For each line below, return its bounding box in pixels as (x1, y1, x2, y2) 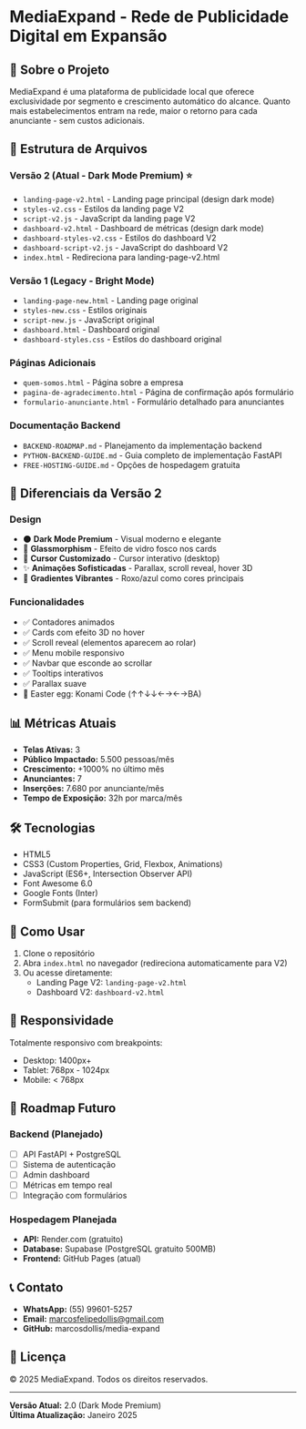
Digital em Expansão (9, 26, 168, 46)
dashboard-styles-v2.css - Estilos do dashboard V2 (22, 232, 217, 243)
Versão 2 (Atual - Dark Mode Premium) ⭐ (9, 169, 193, 182)
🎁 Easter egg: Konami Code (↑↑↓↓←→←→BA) (22, 688, 202, 699)
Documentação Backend (9, 419, 121, 432)
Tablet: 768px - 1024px (22, 1064, 110, 1076)
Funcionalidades (9, 596, 85, 608)
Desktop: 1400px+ (22, 1055, 92, 1066)
